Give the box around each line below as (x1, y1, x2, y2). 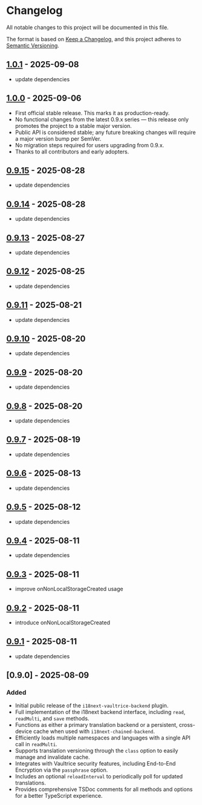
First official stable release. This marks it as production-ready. (15, 109, 170, 116)
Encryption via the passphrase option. (15, 766, 108, 773)
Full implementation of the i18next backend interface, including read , (15, 709, 186, 716)
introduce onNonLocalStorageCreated (15, 619, 111, 626)
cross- (178, 721, 195, 729)
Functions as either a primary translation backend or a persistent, (15, 721, 178, 729)
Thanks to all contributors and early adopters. (15, 148, 129, 155)
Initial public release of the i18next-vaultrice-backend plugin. (15, 702, 169, 709)
